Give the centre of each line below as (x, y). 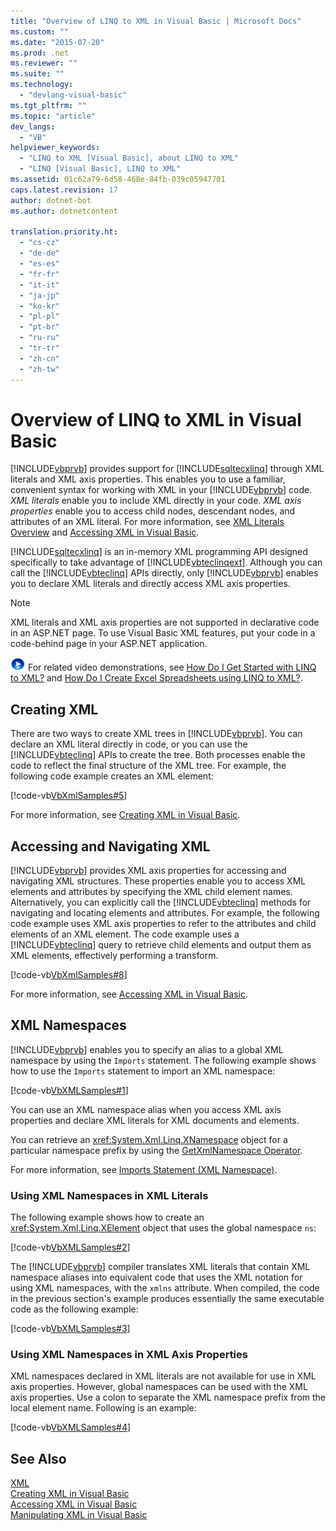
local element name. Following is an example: (103, 1408)
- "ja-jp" (39, 295)
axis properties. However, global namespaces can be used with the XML (159, 1387)
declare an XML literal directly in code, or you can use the (129, 744)
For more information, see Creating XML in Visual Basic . (125, 815)
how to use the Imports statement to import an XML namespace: (143, 1071)
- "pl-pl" (39, 316)
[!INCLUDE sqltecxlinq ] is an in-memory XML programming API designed (159, 552)
